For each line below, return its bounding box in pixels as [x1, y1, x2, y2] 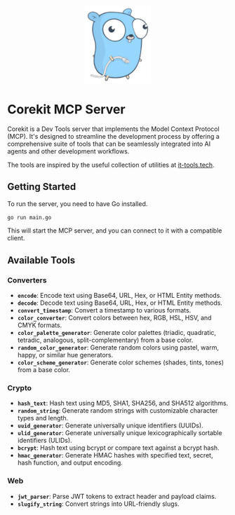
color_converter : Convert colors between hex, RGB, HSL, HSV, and [17, 314, 212, 322]
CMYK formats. [17, 321, 62, 329]
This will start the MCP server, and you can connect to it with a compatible [7, 226, 222, 235]
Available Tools [7, 254, 76, 266]
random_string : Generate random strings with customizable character [17, 406, 218, 415]
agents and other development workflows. [7, 146, 130, 156]
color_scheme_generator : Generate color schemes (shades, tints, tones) [17, 358, 224, 366]
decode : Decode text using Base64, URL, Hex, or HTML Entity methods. [17, 298, 223, 307]
